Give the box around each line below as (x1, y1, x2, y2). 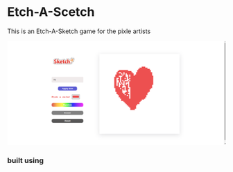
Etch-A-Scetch (7, 4, 95, 20)
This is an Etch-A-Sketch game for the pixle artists (7, 27, 151, 35)
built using (7, 155, 44, 165)
